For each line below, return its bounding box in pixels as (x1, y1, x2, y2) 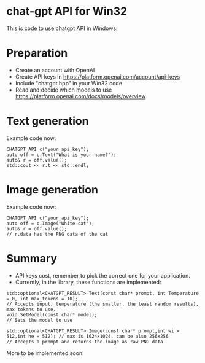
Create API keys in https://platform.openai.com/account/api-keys (15, 72, 180, 80)
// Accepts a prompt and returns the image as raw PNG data (6, 338, 164, 345)
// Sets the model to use (6, 317, 72, 323)
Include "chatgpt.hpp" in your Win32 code (15, 79, 123, 87)
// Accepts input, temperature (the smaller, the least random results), (6, 301, 199, 307)
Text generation (6, 114, 89, 128)
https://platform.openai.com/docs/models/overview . (15, 92, 147, 100)
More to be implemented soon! (6, 349, 84, 357)
